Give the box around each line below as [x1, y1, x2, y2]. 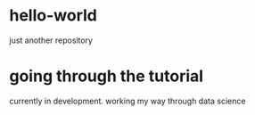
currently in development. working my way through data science [9, 95, 246, 106]
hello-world [9, 5, 98, 26]
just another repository [9, 35, 94, 45]
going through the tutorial [9, 66, 203, 86]
